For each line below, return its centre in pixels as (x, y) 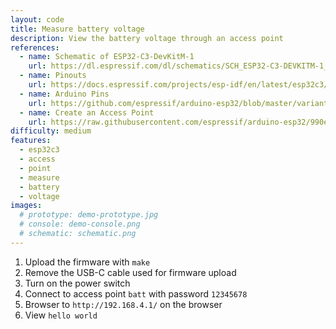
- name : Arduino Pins (64, 94)
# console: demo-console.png (80, 224)
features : (31, 141)
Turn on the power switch (77, 283)
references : (35, 47)
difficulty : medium (51, 131)
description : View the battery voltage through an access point (147, 38)
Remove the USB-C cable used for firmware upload (130, 272)
